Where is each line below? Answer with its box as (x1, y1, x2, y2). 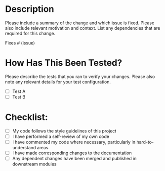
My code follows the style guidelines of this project (12, 128, 117, 134)
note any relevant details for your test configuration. (5, 79, 111, 85)
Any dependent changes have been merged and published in (12, 156, 137, 162)
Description (5, 3, 54, 15)
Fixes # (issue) (5, 40, 35, 45)
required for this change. (5, 30, 56, 36)
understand (12, 145, 36, 151)
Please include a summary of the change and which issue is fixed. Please (5, 20, 155, 26)
